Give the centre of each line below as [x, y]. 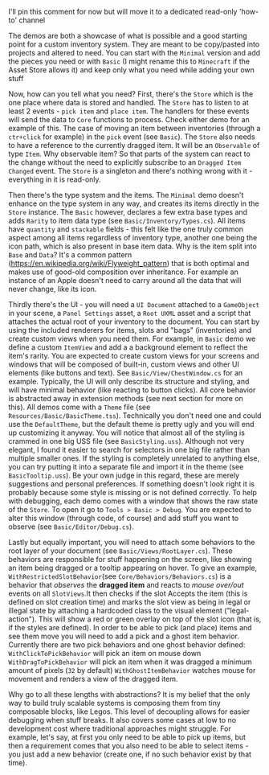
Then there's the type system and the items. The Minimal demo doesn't [126, 195]
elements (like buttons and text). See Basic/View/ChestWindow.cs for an [126, 373]
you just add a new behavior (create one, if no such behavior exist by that [130, 754]
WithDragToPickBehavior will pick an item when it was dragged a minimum [130, 662]
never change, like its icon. [53, 289]
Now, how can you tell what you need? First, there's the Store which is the [131, 94]
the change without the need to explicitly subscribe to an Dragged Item [125, 162]
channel [32, 20]
